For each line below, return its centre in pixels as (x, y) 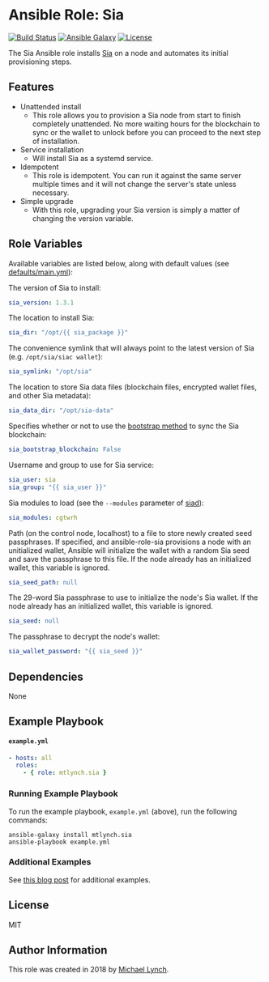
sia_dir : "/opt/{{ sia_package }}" (68, 333)
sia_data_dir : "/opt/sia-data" (61, 410)
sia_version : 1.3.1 (41, 302)
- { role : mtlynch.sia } (65, 773)
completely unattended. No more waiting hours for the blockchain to (146, 124)
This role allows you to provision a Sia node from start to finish (137, 115)
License (29, 905)
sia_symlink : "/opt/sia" (50, 372)
